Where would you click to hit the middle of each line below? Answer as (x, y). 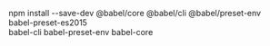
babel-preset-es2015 (48, 23)
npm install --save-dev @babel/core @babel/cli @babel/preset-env (135, 13)
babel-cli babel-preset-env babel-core (81, 32)
